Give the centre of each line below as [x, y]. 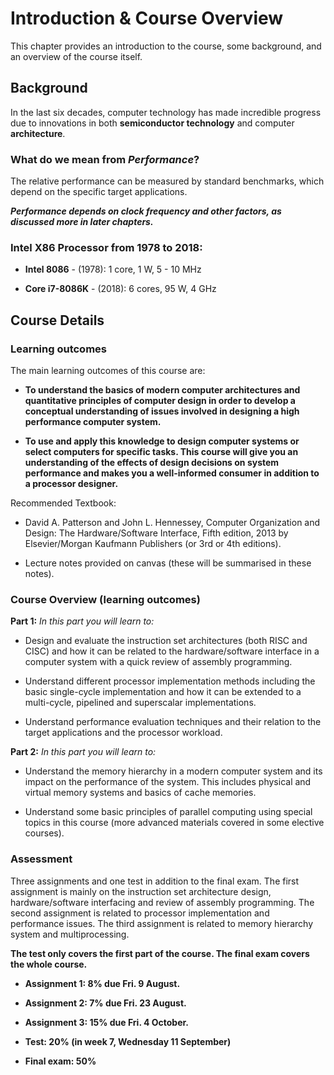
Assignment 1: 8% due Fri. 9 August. [102, 983]
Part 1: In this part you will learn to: [82, 621]
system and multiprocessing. [70, 934]
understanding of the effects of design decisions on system [152, 463]
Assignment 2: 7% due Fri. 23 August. [105, 1003]
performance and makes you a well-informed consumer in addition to [172, 473]
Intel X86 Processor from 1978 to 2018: [106, 247]
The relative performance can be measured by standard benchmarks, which [167, 181]
